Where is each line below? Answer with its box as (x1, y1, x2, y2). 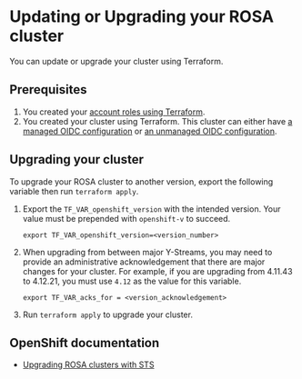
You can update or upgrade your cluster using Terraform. (9, 55, 224, 66)
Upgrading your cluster (9, 152, 144, 167)
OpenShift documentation (9, 334, 160, 351)
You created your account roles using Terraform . (22, 106, 206, 117)
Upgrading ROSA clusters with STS (22, 359, 155, 370)
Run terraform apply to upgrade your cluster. (22, 309, 194, 320)
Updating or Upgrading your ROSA (9, 6, 275, 27)
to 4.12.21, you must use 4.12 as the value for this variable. (22, 275, 242, 286)
